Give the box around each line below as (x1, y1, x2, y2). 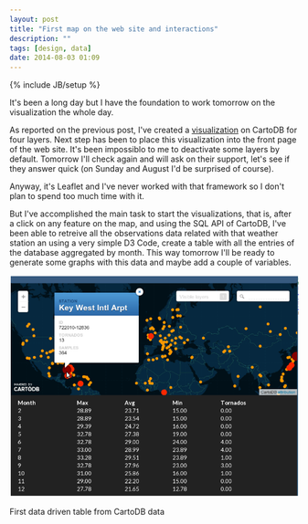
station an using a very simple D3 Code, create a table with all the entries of (9, 237, 295, 248)
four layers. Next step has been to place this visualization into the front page (9, 134, 297, 145)
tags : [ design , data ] (9, 44, 92, 53)
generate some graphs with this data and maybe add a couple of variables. (9, 257, 292, 268)
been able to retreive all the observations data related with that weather (9, 228, 279, 239)
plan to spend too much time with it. (9, 191, 144, 202)
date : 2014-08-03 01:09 (9, 53, 101, 63)
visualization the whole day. (9, 107, 114, 118)
